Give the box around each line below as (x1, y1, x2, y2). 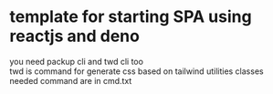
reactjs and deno (9, 26, 140, 47)
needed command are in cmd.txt (9, 75, 132, 86)
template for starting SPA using (9, 6, 253, 27)
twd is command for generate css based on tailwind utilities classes (9, 66, 264, 77)
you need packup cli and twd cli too (9, 56, 144, 67)
